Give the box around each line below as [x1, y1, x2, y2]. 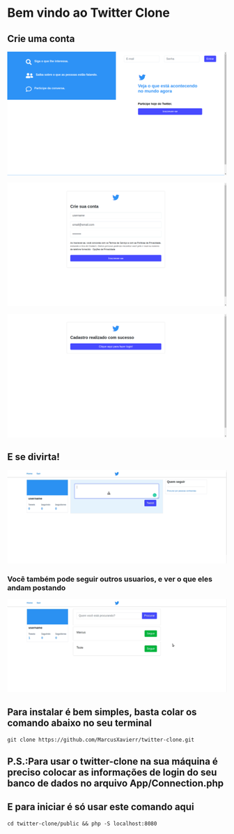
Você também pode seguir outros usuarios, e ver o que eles [7, 574, 212, 584]
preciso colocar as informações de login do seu [7, 766, 217, 778]
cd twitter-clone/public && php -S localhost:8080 [7, 820, 157, 828]
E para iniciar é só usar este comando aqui [7, 800, 194, 812]
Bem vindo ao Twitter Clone [7, 5, 171, 21]
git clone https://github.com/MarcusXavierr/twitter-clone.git [7, 736, 195, 744]
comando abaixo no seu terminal [7, 717, 152, 728]
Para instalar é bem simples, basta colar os [7, 706, 197, 718]
